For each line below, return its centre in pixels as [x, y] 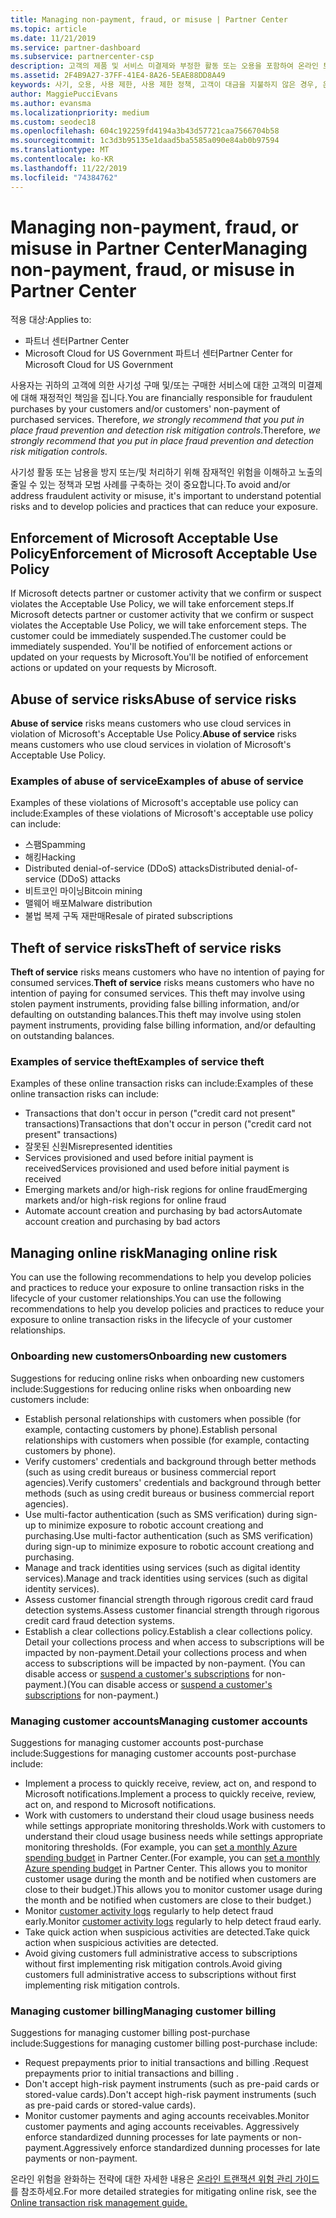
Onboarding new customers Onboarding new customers [149, 1356]
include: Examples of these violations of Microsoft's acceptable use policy [162, 813]
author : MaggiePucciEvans [64, 94]
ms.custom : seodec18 [53, 122]
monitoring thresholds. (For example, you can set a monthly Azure [161, 1847]
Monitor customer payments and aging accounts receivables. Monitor [167, 2116]
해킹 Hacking [50, 857]
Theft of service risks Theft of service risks [146, 947]
